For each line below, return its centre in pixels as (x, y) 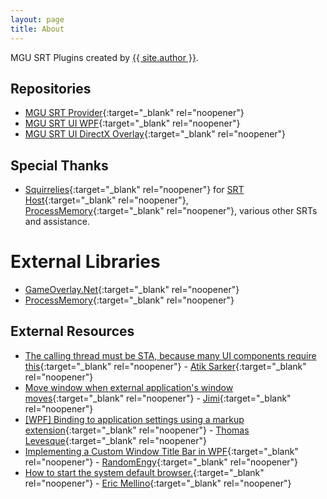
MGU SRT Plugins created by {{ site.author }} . (104, 57)
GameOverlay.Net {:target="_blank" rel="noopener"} (132, 290)
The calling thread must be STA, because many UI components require (170, 355)
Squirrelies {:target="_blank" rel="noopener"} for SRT (134, 190)
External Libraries (85, 262)
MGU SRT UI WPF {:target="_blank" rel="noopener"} (132, 123)
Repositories (51, 88)
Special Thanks (59, 165)
